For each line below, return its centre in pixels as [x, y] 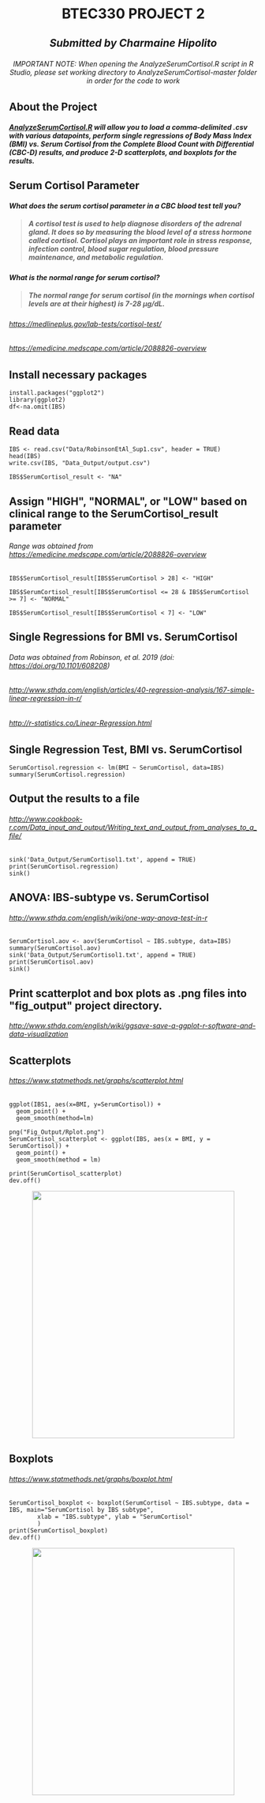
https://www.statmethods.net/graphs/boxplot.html [91, 1479]
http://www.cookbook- [46, 819]
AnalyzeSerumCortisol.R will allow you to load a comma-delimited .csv [128, 127]
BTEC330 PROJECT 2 [133, 14]
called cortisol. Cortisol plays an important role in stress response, [140, 241]
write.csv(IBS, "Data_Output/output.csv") [80, 464]
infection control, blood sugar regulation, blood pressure [123, 249]
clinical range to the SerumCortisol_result [114, 514]
